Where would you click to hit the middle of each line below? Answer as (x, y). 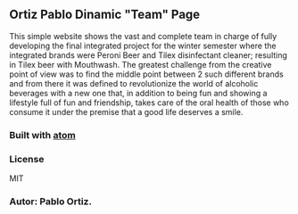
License (27, 159)
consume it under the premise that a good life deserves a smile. (126, 111)
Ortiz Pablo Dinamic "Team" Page (105, 15)
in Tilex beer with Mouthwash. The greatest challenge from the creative (141, 64)
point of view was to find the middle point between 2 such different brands (146, 74)
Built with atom (42, 135)
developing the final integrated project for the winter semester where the (143, 45)
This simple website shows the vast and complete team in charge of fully (143, 36)
